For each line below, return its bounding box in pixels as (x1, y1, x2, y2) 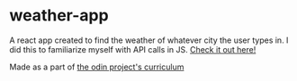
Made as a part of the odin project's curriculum (9, 61, 184, 72)
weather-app (9, 5, 110, 26)
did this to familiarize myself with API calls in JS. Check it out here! (9, 44, 256, 54)
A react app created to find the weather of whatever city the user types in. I (9, 35, 289, 45)
